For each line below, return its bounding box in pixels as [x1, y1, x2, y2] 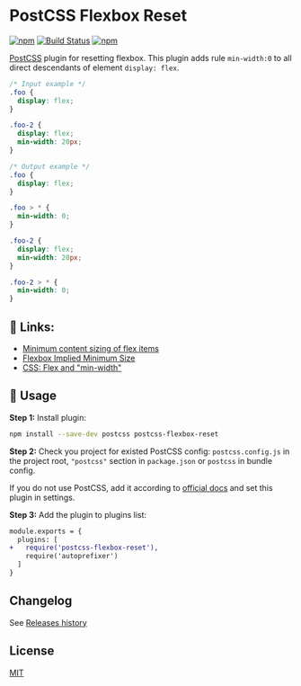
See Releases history [9, 617, 87, 628]
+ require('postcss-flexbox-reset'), [9, 543, 159, 553]
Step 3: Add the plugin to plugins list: [9, 509, 146, 520]
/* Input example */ [9, 79, 87, 88]
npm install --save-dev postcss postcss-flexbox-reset [9, 429, 219, 439]
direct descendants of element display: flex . [9, 62, 180, 73]
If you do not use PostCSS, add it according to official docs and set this [9, 482, 273, 493]
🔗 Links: [9, 319, 56, 334]
